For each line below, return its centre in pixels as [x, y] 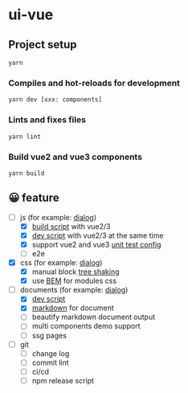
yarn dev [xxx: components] [55, 100]
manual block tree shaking [76, 272]
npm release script [63, 380]
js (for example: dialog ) [58, 217]
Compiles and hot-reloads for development [94, 83]
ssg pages [49, 335]
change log [51, 353]
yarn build [27, 173]
